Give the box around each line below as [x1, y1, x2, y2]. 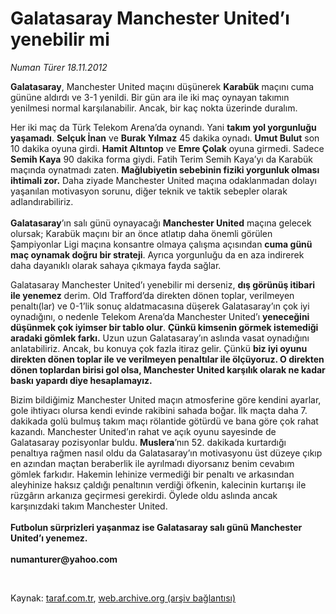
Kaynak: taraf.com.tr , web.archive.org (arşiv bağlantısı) [10, 592, 237, 604]
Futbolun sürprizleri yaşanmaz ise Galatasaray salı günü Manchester [10, 521, 303, 533]
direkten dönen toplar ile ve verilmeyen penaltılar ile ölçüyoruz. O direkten [10, 353, 325, 365]
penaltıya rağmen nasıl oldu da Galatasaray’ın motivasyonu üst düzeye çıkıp [10, 447, 323, 459]
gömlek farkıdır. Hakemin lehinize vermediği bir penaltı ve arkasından [10, 468, 295, 480]
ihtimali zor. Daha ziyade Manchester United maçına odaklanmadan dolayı [10, 174, 317, 186]
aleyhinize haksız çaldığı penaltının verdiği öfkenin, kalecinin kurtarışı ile [10, 478, 307, 491]
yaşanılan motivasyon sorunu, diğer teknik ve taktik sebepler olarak [10, 185, 288, 197]
